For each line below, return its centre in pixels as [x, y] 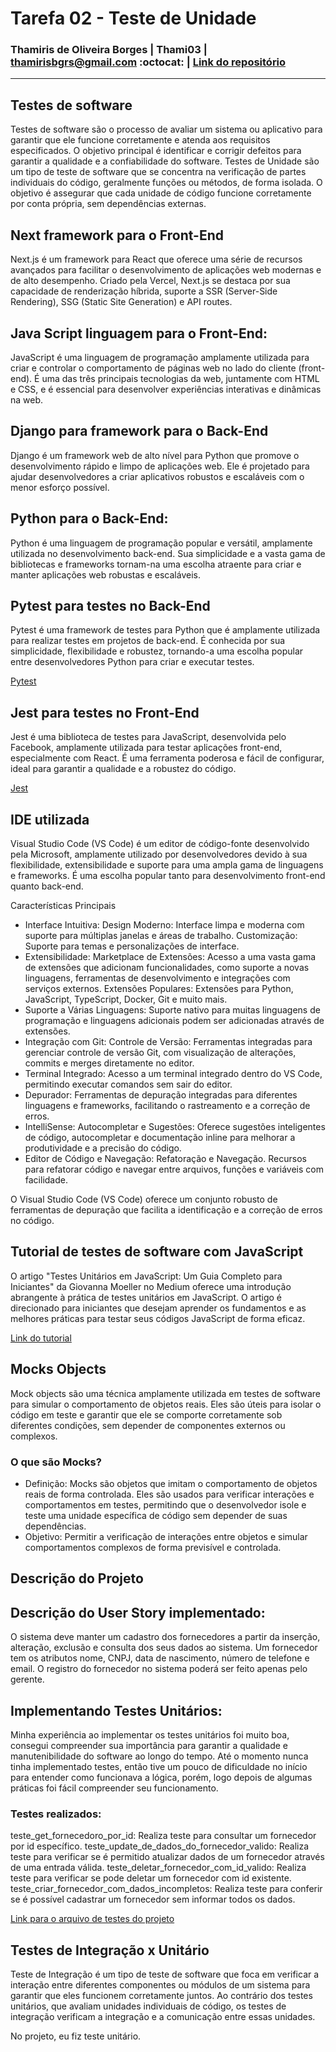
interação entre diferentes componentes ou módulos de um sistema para [160, 1985]
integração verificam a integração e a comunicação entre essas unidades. [163, 2017]
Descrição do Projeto [77, 1578]
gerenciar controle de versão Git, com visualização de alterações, [160, 1052]
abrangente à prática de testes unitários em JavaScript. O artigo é [146, 1297]
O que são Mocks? [56, 1462]
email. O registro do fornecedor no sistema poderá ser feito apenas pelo [159, 1669]
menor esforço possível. [60, 487]
